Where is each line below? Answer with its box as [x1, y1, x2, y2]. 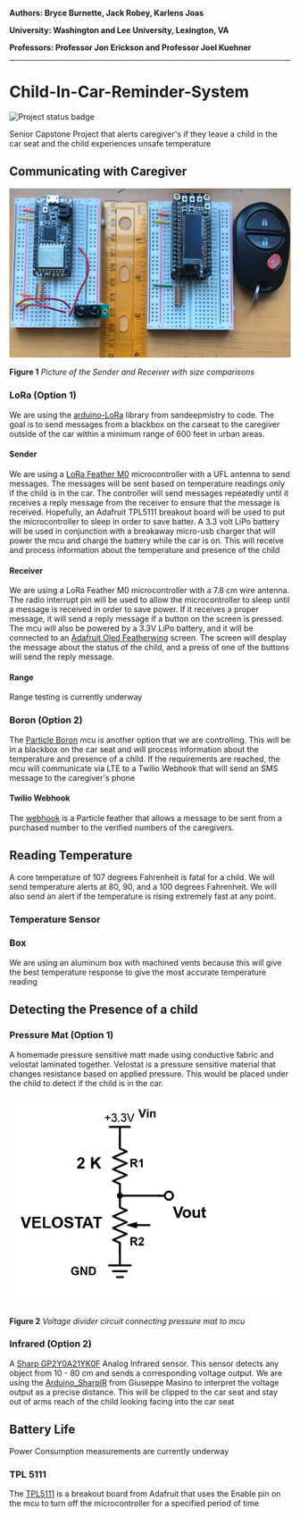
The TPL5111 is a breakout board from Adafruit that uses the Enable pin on [9, 1488, 281, 1499]
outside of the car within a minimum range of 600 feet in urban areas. [9, 428, 265, 439]
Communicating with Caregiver [9, 164, 187, 180]
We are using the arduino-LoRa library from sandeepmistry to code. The [9, 409, 275, 420]
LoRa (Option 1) [9, 389, 78, 401]
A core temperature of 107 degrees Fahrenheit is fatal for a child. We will [9, 871, 275, 883]
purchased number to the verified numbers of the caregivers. [9, 822, 235, 833]
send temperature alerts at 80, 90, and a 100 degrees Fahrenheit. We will [9, 881, 277, 892]
